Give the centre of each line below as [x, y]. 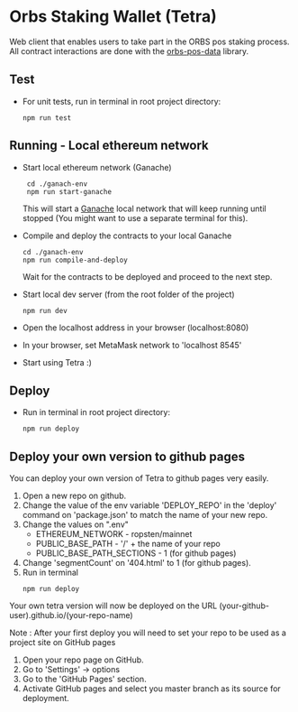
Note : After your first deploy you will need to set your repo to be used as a [148, 633]
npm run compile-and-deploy [75, 260]
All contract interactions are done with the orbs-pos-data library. [129, 51]
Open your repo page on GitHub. [83, 660]
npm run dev [45, 310]
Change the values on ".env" [75, 524]
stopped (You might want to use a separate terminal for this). [135, 217]
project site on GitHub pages [63, 643]
